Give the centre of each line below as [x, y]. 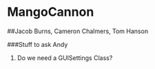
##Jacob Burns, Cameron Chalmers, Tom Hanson [78, 31]
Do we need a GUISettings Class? [65, 58]
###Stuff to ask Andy [38, 44]
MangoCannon [51, 12]
